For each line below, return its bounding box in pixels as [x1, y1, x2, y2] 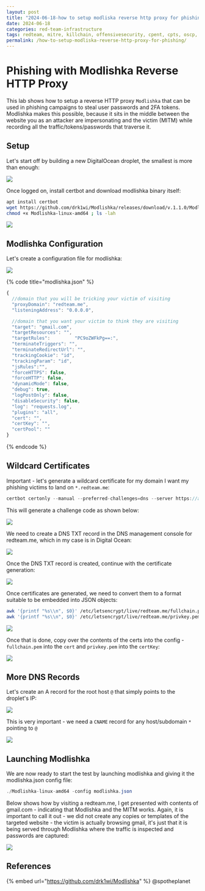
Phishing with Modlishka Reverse [6, 64, 179, 78]
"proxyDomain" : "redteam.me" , [12, 301, 88, 307]
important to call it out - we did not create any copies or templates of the [6, 813, 189, 819]
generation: [6, 566, 35, 573]
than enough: [6, 164, 40, 171]
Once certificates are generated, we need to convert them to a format [6, 589, 182, 597]
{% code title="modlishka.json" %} [6, 278, 95, 285]
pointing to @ [6, 724, 38, 732]
